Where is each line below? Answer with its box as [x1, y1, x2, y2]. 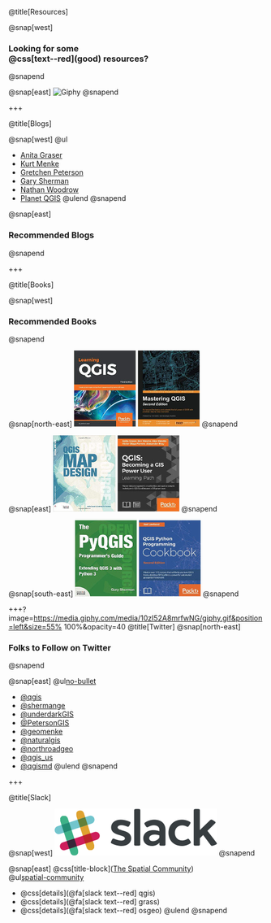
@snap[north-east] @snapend [8, 419, 238, 429]
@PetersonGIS [19, 718, 70, 728]
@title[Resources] [8, 7, 69, 16]
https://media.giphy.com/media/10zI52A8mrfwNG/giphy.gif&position [33, 613, 263, 623]
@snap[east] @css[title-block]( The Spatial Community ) [8, 864, 195, 873]
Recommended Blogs [8, 229, 95, 241]
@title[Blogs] [8, 119, 52, 128]
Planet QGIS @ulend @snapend [19, 194, 127, 203]
